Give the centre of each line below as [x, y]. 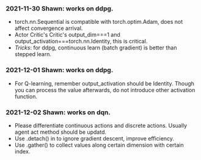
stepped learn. [33, 54]
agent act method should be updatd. [60, 132]
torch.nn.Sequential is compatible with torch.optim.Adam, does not [99, 22]
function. [26, 96]
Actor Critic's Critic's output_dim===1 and [67, 35]
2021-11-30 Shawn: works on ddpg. [60, 9]
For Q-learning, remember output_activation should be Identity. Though [104, 83]
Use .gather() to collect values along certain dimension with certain [99, 145]
